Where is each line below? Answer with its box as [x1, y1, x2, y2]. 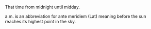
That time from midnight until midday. [5, 4, 80, 10]
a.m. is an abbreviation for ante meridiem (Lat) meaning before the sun [5, 14, 147, 19]
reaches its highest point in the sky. [5, 19, 76, 24]
